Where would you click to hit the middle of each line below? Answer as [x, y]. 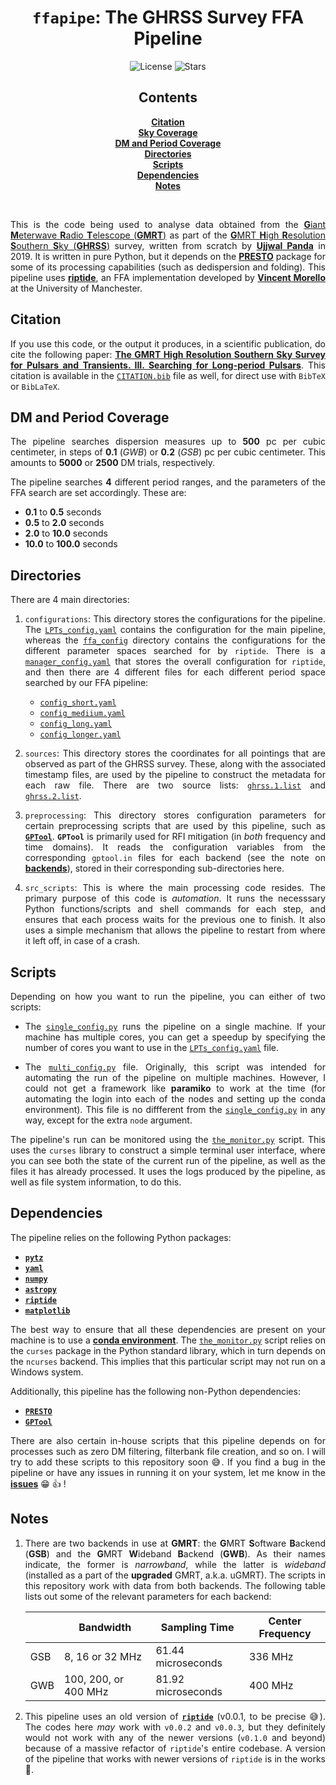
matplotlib [47, 1311]
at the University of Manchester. [76, 288]
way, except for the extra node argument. [108, 1120]
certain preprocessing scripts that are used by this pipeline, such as [175, 826]
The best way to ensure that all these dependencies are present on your [168, 1329]
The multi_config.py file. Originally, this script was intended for [175, 1067]
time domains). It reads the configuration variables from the [175, 847]
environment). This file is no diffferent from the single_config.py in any [175, 1109]
